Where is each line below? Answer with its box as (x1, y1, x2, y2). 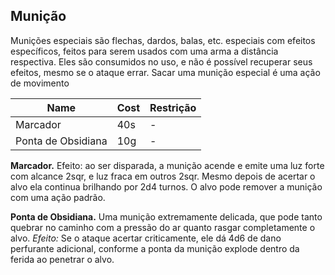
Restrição (149, 100, 197, 114)
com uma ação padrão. (10, 191, 106, 203)
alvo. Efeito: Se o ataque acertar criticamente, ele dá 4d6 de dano (10, 232, 282, 244)
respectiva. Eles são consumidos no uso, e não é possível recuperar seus (10, 55, 313, 68)
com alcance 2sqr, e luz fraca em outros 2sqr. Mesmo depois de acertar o (10, 170, 316, 182)
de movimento (10, 77, 70, 89)
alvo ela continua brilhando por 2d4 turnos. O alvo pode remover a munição (10, 180, 323, 193)
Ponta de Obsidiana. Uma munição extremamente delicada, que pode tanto (10, 210, 323, 223)
